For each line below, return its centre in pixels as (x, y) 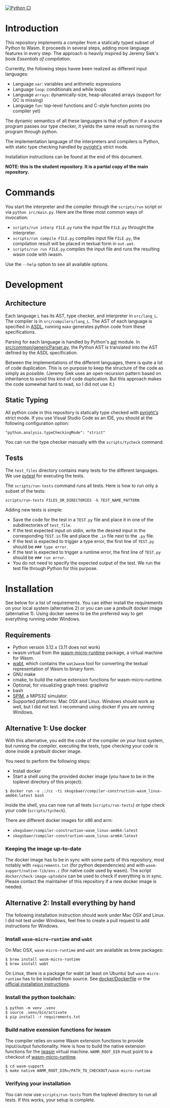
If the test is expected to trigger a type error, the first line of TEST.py (83, 541)
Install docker (27, 771)
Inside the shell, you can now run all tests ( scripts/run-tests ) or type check (85, 805)
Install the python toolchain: (41, 998)
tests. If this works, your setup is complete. (50, 1100)
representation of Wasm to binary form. (54, 669)
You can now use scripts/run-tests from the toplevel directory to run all (81, 1095)
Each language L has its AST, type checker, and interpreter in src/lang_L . (82, 316)
